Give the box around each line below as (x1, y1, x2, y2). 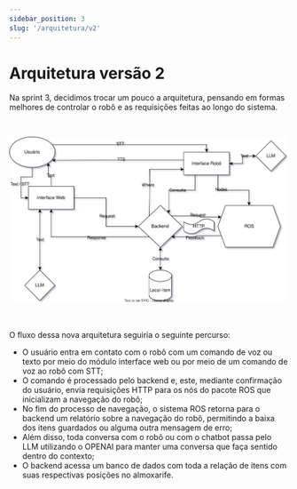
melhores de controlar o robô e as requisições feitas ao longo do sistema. (9, 102, 278, 113)
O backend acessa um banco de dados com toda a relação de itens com (21, 460, 287, 470)
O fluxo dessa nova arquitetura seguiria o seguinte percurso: (9, 329, 231, 340)
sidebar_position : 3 (9, 14, 86, 23)
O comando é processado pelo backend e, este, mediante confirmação (21, 374, 282, 386)
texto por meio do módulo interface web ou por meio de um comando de (21, 356, 288, 366)
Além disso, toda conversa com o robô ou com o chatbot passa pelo (21, 431, 272, 442)
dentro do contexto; (21, 450, 95, 461)
